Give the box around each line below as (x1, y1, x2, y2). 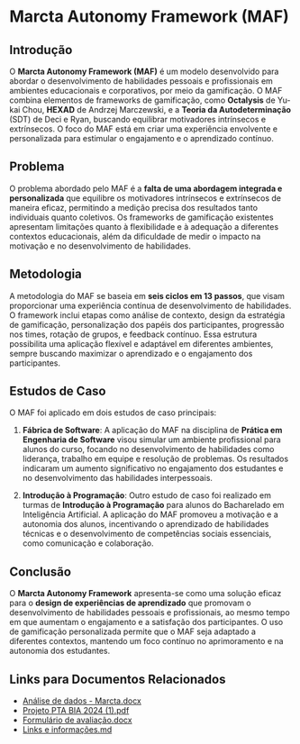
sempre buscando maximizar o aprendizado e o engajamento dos (9, 348, 253, 358)
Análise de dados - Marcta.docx (22, 695, 142, 706)
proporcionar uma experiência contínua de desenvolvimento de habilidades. (9, 300, 292, 311)
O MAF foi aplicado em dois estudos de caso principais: (9, 407, 217, 418)
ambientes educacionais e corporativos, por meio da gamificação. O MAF (9, 86, 283, 95)
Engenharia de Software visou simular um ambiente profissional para (22, 434, 281, 445)
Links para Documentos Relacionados (9, 671, 226, 686)
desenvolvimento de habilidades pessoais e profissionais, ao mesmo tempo (9, 607, 290, 618)
